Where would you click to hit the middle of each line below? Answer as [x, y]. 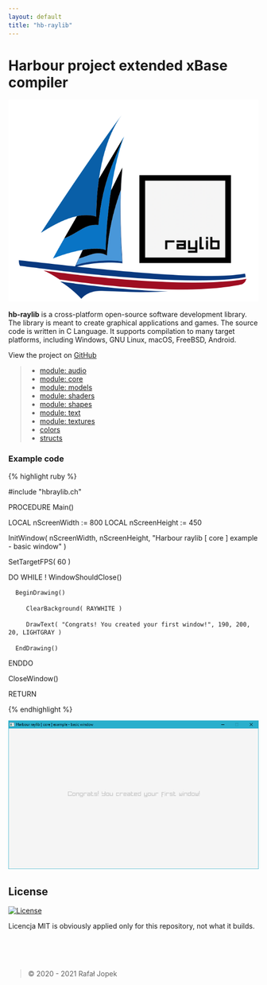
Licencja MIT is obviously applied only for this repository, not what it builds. [132, 926]
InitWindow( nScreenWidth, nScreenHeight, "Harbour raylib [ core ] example [133, 537]
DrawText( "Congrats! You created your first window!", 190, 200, [138, 624]
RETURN [23, 694]
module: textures [67, 421]
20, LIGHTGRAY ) [35, 632]
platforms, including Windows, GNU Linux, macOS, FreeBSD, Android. [122, 340]
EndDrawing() [37, 648]
